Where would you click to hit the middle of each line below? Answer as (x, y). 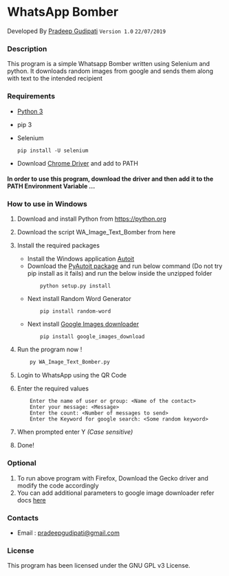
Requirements (31, 96)
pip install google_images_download (92, 337)
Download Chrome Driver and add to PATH (78, 163)
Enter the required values (53, 388)
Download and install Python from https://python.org (91, 219)
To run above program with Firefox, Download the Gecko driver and (112, 478)
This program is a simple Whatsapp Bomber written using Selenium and (109, 64)
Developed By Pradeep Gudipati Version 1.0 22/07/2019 (87, 31)
